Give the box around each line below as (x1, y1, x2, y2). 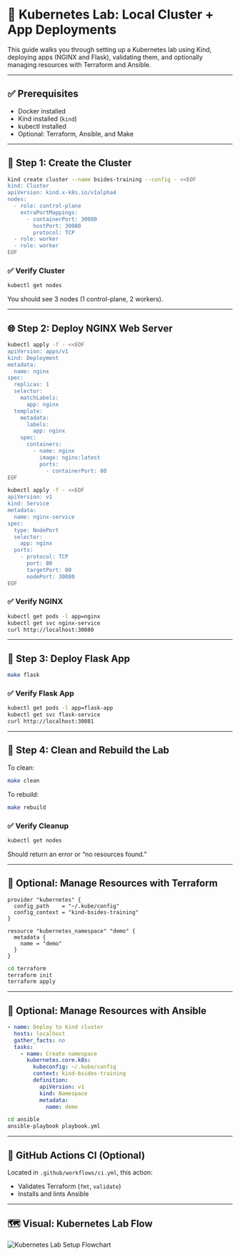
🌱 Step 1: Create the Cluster (7, 157, 132, 169)
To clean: (7, 763, 35, 772)
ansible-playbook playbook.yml (7, 1122, 101, 1130)
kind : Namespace (39, 1090, 88, 1097)
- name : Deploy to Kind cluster (7, 1024, 104, 1031)
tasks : (14, 1043, 34, 1050)
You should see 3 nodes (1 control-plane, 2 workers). (7, 295, 164, 303)
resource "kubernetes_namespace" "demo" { (7, 928, 136, 935)
